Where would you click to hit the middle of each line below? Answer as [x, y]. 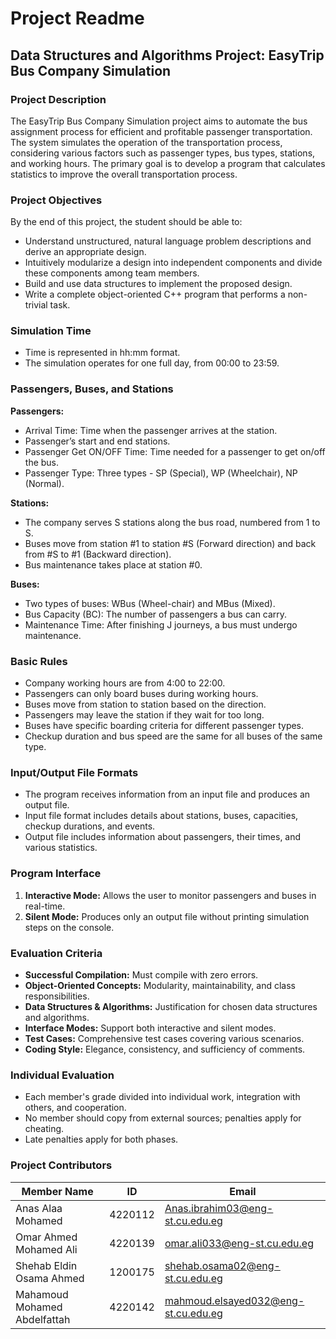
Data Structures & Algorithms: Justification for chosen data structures [171, 1006]
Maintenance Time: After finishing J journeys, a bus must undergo [161, 624]
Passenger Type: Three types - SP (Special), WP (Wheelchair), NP [161, 473]
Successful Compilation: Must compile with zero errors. [141, 974]
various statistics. [61, 848]
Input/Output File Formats [74, 772]
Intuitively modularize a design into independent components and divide [173, 263]
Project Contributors [61, 1165]
